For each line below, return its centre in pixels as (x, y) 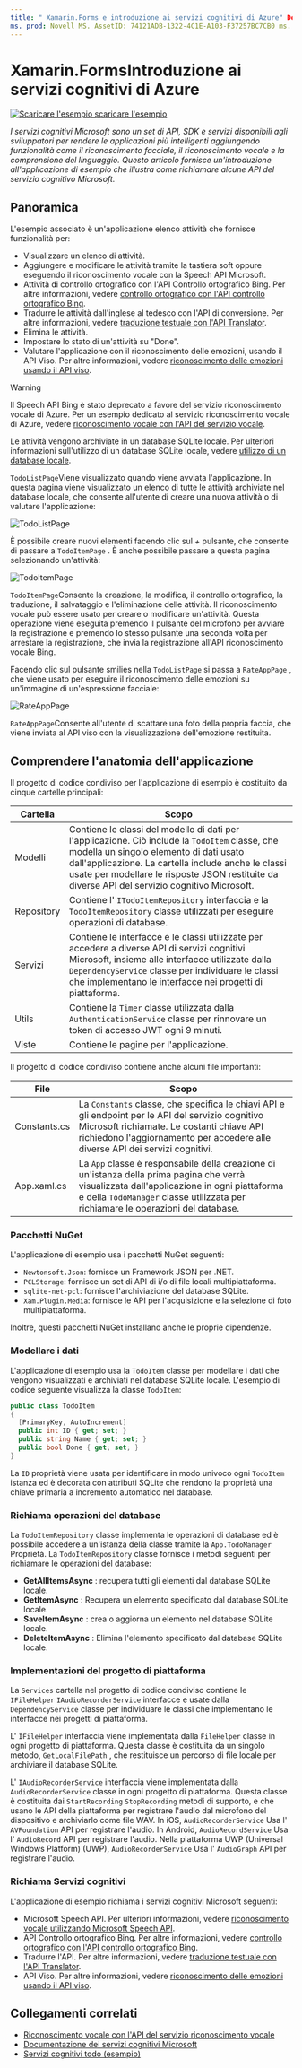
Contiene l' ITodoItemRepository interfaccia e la (169, 900)
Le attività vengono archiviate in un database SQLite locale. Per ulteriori (142, 441)
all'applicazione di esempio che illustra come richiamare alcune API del (142, 169)
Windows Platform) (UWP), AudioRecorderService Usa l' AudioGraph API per (148, 1849)
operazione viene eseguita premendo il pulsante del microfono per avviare (147, 623)
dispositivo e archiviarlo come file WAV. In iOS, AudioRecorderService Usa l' (149, 1820)
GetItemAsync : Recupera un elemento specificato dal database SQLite (155, 1600)
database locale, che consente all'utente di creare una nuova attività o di (144, 497)
